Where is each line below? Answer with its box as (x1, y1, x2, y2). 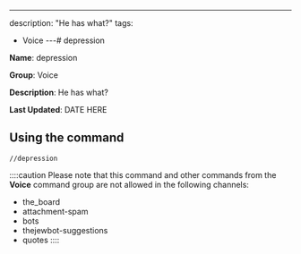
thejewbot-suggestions (21, 224, 108, 235)
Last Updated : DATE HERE (9, 105, 107, 114)
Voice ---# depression (21, 35, 106, 46)
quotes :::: (21, 234, 60, 245)
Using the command (9, 131, 125, 146)
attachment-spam (21, 206, 89, 216)
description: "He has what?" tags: (9, 18, 133, 28)
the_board (21, 196, 61, 207)
